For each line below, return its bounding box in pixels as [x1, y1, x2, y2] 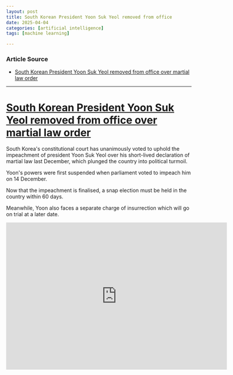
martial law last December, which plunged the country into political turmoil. [6, 158, 188, 165]
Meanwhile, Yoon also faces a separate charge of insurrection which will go [6, 204, 189, 212]
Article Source [6, 55, 48, 64]
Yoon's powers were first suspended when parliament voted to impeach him [6, 169, 191, 177]
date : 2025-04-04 [6, 19, 49, 25]
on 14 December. [6, 175, 48, 182]
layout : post [6, 8, 38, 15]
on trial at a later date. [6, 211, 59, 218]
